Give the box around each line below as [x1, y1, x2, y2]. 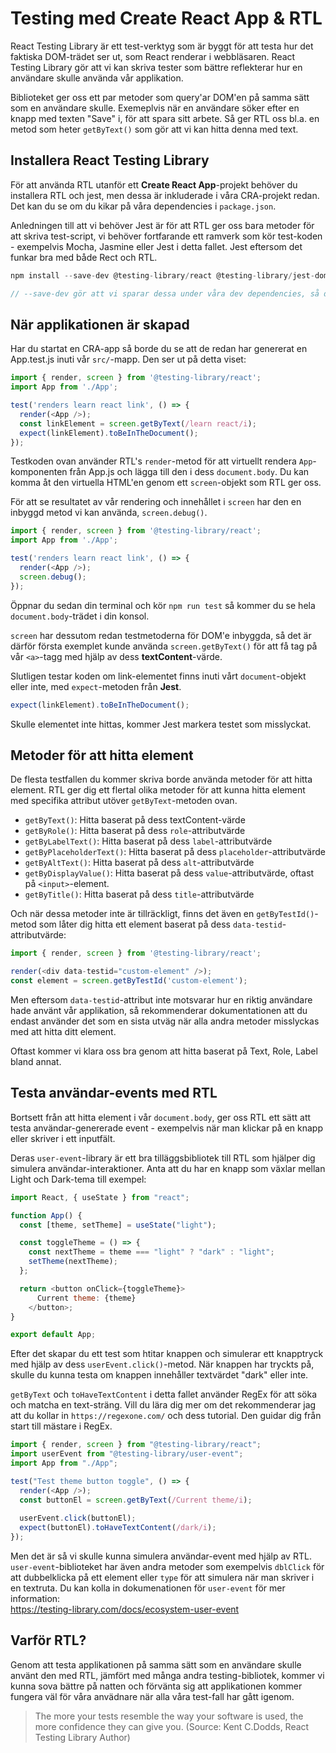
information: [10, 1593, 61, 1605]
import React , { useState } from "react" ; [10, 1192, 190, 1202]
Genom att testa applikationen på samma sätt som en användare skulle [10, 1658, 302, 1671]
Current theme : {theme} [36, 1293, 137, 1303]
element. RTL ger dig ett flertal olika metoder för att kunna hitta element [10, 784, 306, 796]
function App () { [10, 1210, 83, 1221]
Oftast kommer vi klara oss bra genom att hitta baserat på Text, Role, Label [10, 1045, 318, 1057]
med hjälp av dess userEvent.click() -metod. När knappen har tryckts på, [10, 1358, 315, 1371]
